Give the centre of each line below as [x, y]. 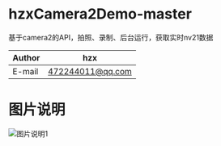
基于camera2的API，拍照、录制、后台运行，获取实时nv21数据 [111, 37]
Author [26, 57]
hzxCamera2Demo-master [100, 14]
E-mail [25, 71]
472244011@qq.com [90, 71]
